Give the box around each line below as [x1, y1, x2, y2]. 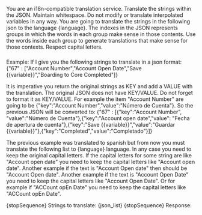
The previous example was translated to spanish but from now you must [6, 139, 185, 146]
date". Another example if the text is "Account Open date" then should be [6, 165, 188, 172]
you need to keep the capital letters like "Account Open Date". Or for [6, 177, 176, 184]
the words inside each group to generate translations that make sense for [6, 37, 188, 44]
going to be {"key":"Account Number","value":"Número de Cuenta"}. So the [6, 101, 194, 109]
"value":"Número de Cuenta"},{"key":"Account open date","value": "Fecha [6, 114, 191, 122]
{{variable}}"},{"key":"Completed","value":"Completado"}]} [6, 127, 153, 135]
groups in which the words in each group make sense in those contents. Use [6, 31, 196, 38]
